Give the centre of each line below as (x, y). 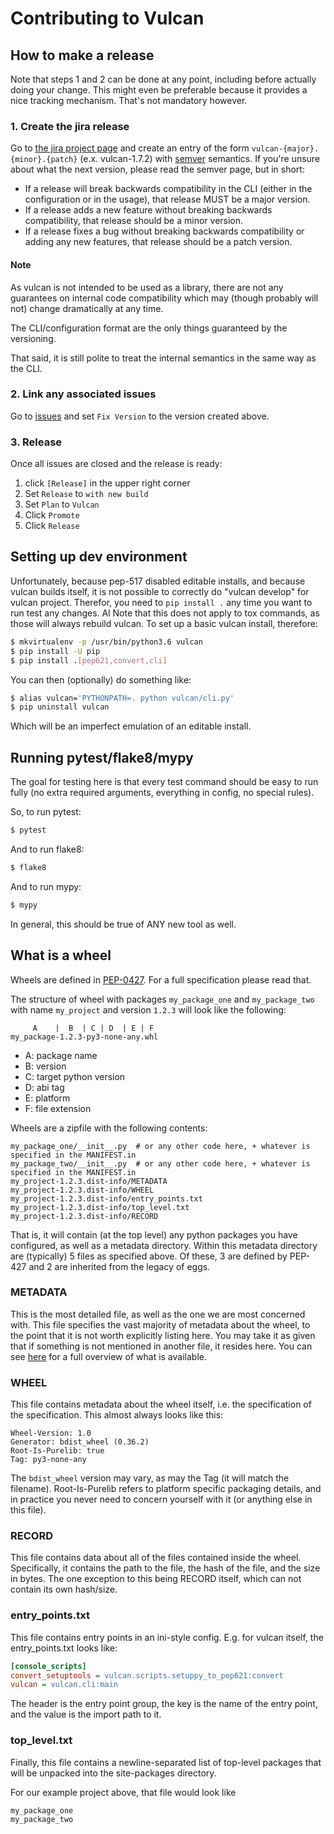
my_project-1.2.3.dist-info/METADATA (89, 1181)
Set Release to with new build (86, 494)
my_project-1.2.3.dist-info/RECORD (84, 1216)
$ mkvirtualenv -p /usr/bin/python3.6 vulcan (106, 642)
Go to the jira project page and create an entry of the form (130, 148)
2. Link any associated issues (83, 394)
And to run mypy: (46, 886)
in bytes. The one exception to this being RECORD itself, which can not (156, 1579)
